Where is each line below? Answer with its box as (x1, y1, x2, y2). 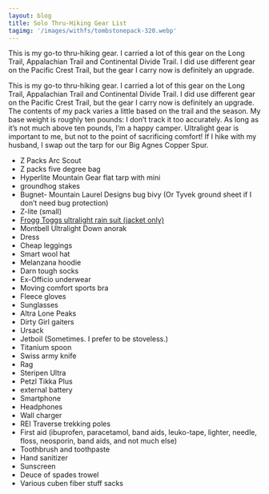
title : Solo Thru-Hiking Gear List (8, 19, 127, 27)
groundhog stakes (19, 181, 80, 191)
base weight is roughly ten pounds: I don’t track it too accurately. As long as (8, 115, 259, 125)
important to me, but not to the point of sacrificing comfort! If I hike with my (8, 132, 257, 141)
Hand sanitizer (19, 453, 68, 463)
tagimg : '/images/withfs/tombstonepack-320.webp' (8, 26, 178, 34)
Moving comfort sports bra (19, 283, 109, 293)
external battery (19, 385, 74, 395)
